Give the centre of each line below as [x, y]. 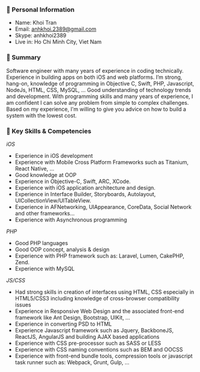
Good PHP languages [41, 243]
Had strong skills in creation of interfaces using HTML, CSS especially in [105, 292]
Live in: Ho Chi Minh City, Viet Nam [58, 42]
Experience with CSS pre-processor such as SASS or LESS [88, 343]
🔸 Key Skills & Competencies [49, 131]
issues [23, 305]
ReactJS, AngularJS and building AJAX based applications [87, 336]
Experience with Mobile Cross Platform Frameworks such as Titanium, [102, 162]
